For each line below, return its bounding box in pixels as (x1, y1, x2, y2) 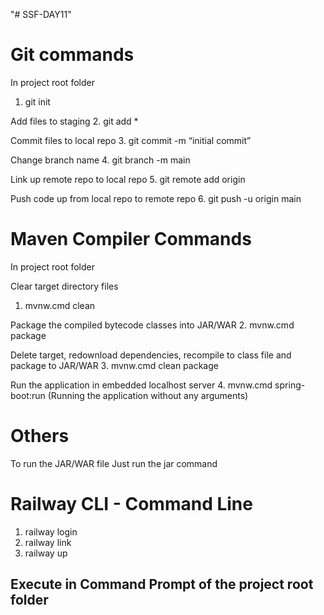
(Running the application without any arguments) (47, 389, 249, 401)
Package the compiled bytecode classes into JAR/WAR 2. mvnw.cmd (10, 319, 295, 331)
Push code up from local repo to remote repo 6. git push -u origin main (10, 192, 302, 204)
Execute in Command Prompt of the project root (10, 576, 314, 593)
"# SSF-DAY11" (10, 9, 72, 20)
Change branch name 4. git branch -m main (10, 154, 191, 166)
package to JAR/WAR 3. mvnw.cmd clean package (10, 359, 219, 371)
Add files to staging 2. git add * (10, 115, 139, 127)
